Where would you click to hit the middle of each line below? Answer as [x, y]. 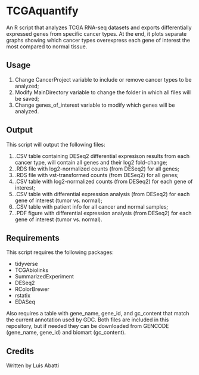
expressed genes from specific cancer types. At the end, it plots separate [97, 33]
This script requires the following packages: [60, 252]
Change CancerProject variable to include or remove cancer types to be [103, 79]
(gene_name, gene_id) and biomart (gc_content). [66, 333]
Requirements [33, 238]
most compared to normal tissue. [47, 47]
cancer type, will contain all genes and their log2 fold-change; [91, 162]
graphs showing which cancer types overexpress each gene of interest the [98, 40]
